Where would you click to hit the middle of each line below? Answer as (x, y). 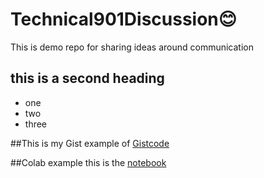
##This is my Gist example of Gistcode (90, 143)
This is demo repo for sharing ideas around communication (132, 47)
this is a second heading (87, 78)
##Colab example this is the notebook (88, 162)
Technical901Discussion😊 (123, 19)
